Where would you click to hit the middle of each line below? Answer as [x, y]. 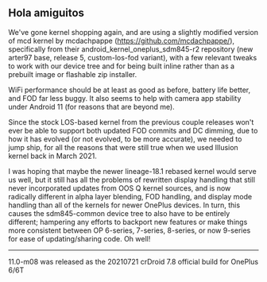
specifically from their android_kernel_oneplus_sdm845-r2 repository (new [131, 49]
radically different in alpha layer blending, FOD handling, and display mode [130, 196]
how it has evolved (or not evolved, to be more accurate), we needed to [125, 139]
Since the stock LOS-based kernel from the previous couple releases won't [131, 122]
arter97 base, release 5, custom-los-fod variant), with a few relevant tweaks [133, 57]
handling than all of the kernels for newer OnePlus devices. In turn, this [124, 205]
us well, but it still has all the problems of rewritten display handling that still [132, 180]
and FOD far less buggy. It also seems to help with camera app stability [125, 98]
